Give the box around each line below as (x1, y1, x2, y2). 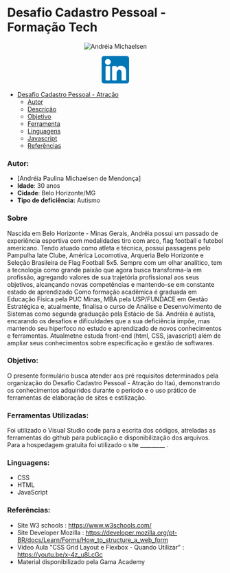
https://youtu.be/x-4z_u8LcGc (16, 550, 103, 559)
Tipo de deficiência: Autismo (16, 196, 101, 204)
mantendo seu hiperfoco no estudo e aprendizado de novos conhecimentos (7, 324, 222, 332)
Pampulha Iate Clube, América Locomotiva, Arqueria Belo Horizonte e (7, 251, 204, 259)
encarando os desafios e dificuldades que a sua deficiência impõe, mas (7, 316, 211, 325)
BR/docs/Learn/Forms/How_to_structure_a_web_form (16, 535, 168, 544)
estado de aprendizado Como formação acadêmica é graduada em (7, 288, 197, 296)
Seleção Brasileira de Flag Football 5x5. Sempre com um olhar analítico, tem (7, 258, 222, 266)
